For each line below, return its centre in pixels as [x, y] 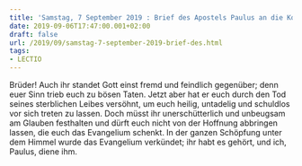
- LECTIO [26, 59]
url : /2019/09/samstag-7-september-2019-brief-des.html [116, 43]
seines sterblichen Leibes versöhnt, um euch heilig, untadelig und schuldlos [150, 104]
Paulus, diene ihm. [44, 152]
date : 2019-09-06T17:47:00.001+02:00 [80, 26]
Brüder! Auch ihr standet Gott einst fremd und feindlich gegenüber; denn [144, 85]
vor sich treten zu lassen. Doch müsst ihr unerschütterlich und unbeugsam [147, 114]
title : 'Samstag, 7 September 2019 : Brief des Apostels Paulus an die [146, 17]
